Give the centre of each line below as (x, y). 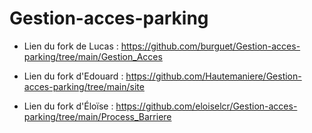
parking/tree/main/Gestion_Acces (93, 56)
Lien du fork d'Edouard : (73, 76)
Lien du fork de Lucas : (71, 46)
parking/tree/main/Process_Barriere (97, 116)
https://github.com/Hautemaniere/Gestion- (213, 76)
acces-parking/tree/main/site (84, 86)
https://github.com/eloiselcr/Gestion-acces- (206, 106)
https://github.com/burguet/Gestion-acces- (210, 46)
